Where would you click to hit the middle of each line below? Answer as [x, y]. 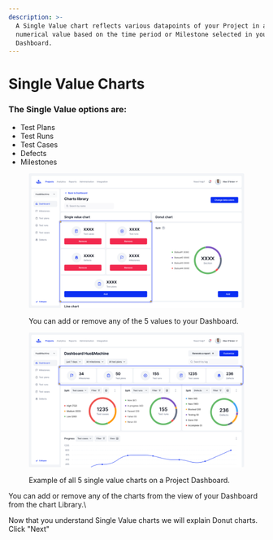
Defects [33, 153]
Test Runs [37, 136]
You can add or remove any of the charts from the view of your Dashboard [133, 495]
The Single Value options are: [68, 110]
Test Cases [39, 144]
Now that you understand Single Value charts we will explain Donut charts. [133, 520]
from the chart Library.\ [48, 504]
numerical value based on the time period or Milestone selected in [134, 34]
